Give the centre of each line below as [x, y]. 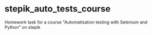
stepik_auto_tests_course [57, 9]
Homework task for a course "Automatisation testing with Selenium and [76, 22]
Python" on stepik [23, 27]
